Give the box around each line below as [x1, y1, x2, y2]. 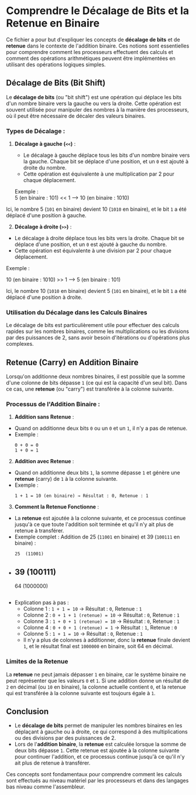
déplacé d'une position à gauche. [6, 212, 87, 219]
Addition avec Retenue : [14, 458, 74, 465]
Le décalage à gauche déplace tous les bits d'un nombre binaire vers [23, 151, 190, 159]
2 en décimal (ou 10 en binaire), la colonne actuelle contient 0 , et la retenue [6, 683, 186, 690]
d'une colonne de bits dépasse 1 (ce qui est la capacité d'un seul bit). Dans [6, 379, 187, 386]
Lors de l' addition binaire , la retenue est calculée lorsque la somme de [14, 741, 187, 748]
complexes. [6, 341, 34, 348]
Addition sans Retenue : [14, 413, 74, 420]
